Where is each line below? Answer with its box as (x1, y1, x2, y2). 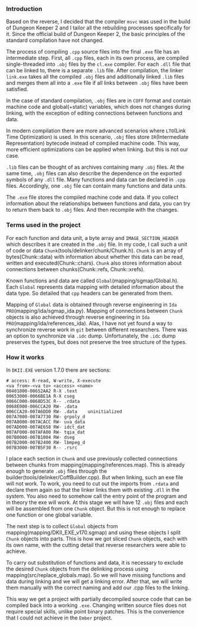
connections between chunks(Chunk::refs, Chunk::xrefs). (6, 265, 145, 272)
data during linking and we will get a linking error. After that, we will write (6, 578, 182, 585)
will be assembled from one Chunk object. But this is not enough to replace (6, 505, 186, 512)
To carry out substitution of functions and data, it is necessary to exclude (6, 559, 183, 566)
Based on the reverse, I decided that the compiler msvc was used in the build (6, 18, 191, 25)
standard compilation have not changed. (6, 37, 104, 44)
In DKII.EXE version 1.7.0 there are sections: (6, 366, 111, 373)
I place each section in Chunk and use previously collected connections (6, 455, 178, 462)
